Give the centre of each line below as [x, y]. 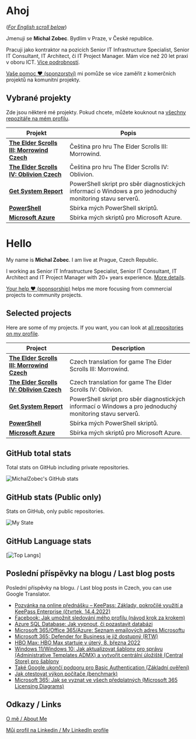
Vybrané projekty [38, 98]
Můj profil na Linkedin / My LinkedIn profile [57, 730]
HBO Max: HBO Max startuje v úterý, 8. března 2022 [77, 642]
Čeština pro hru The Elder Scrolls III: [119, 146]
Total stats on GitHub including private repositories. [68, 467]
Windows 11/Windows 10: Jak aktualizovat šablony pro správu [89, 649]
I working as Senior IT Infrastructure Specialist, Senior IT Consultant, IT [91, 271]
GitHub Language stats [49, 541]
